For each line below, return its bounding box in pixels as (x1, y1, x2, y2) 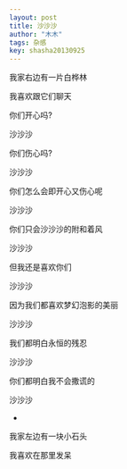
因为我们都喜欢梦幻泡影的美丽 (9, 300, 118, 311)
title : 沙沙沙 (9, 21, 58, 30)
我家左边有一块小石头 (9, 431, 87, 442)
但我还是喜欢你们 (9, 262, 72, 272)
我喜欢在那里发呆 (9, 450, 72, 461)
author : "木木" (9, 29, 63, 38)
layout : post (9, 13, 58, 22)
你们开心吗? (9, 110, 53, 121)
